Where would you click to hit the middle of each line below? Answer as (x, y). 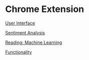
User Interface (20, 23)
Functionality (19, 52)
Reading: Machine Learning (34, 42)
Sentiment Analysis (25, 32)
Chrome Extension (45, 9)
